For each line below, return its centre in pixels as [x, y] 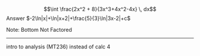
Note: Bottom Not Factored [39, 30]
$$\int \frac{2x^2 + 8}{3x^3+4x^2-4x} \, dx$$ [100, 9]
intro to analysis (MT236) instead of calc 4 [58, 47]
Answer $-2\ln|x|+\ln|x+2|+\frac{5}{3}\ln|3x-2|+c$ [68, 18]
